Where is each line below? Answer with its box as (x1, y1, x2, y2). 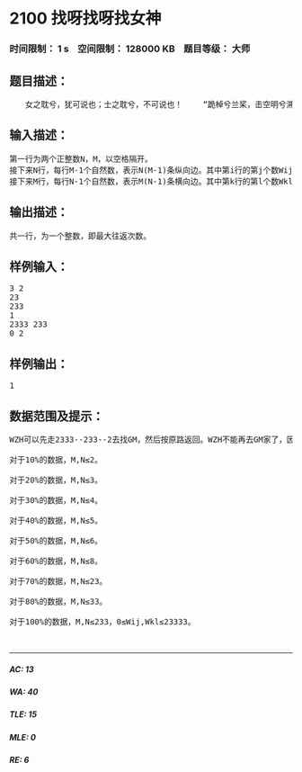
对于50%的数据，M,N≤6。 (9, 535, 103, 545)
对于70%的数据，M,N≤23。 (9, 576, 108, 586)
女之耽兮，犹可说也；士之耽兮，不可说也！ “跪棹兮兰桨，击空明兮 (24, 99, 287, 109)
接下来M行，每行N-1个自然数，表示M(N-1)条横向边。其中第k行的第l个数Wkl (9, 176, 294, 186)
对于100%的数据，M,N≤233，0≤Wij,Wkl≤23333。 (9, 616, 196, 626)
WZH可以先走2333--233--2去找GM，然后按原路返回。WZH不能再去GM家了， (9, 434, 288, 444)
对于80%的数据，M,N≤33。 (9, 596, 108, 606)
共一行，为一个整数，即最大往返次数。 (9, 230, 151, 241)
